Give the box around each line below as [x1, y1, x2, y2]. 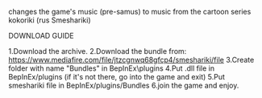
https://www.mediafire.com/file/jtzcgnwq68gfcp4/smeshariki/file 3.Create [8, 55, 255, 64]
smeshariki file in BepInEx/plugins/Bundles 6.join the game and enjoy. [8, 80, 239, 90]
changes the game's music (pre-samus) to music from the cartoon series [8, 7, 252, 16]
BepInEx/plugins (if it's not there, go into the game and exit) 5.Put [8, 72, 226, 81]
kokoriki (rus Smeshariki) [8, 15, 91, 25]
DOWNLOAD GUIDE [8, 31, 74, 40]
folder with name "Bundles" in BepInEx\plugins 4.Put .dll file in [8, 63, 215, 73]
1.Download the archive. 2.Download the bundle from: [8, 47, 187, 55]
